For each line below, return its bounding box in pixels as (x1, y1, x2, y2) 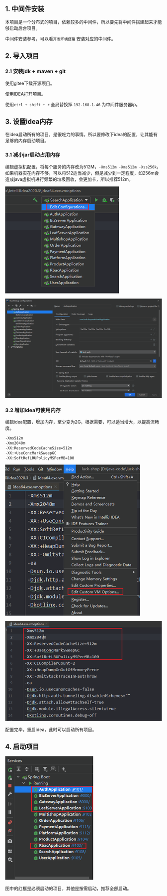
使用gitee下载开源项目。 (5, 80, 55, 86)
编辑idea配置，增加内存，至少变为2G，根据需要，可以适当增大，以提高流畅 (5, 419, 160, 425)
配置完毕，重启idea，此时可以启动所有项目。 (5, 727, 97, 733)
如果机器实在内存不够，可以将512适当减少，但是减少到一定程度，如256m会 (5, 170, 159, 176)
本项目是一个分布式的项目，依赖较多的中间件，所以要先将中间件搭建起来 (5, 19, 153, 25)
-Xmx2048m (5, 441, 26, 446)
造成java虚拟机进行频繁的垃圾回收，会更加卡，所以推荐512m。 (5, 176, 133, 182)
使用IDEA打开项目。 (5, 91, 46, 97)
